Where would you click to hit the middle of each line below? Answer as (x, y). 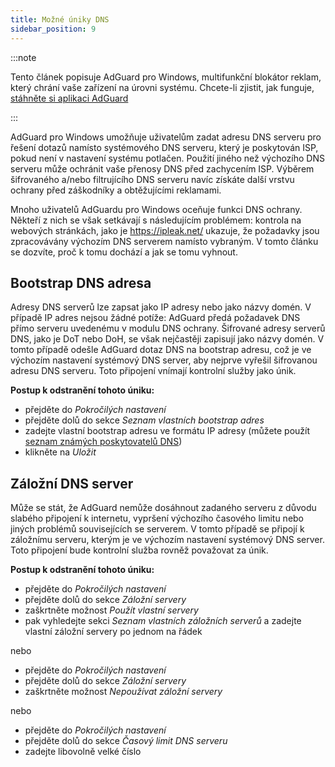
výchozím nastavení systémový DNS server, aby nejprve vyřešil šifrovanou (164, 360)
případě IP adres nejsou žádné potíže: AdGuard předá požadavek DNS (155, 318)
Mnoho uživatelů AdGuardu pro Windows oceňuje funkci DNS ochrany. (156, 209)
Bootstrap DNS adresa (81, 282)
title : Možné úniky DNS (60, 19)
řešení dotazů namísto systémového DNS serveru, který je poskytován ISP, (164, 147)
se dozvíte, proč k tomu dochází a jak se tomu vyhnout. (124, 252)
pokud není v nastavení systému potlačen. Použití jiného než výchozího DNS (167, 158)
